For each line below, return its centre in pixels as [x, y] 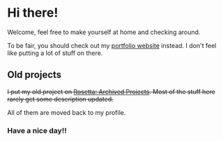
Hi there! [33, 13]
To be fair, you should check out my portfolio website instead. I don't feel [112, 45]
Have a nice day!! [37, 130]
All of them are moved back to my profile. [67, 112]
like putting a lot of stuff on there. [55, 53]
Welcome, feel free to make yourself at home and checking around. [104, 32]
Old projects [34, 75]
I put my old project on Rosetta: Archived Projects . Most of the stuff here [111, 91]
